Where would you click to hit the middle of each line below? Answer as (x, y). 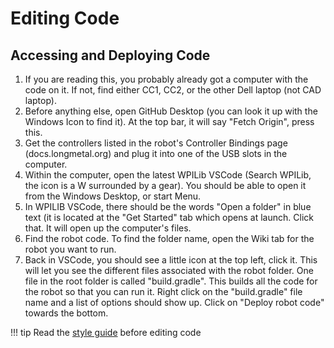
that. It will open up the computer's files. (108, 228)
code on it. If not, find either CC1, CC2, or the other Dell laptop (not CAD (173, 90)
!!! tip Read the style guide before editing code (106, 332)
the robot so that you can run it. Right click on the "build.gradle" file (163, 291)
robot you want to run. (70, 249)
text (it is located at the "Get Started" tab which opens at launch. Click (169, 217)
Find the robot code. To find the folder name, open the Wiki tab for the (169, 238)
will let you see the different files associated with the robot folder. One (169, 270)
